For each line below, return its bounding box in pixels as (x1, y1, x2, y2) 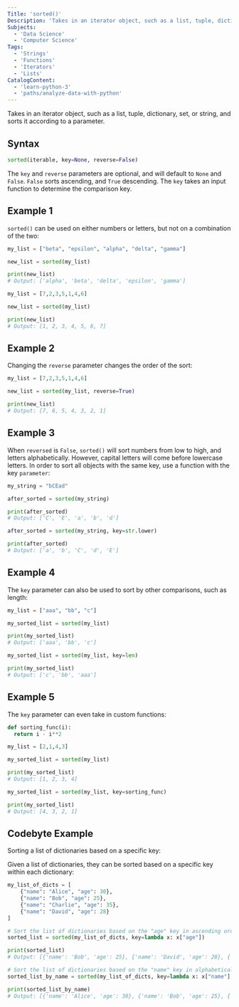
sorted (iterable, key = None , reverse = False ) (7, 156, 139, 164)
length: (7, 593, 28, 601)
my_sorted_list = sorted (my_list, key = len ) (7, 652, 139, 659)
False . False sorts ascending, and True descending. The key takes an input (7, 176, 226, 185)
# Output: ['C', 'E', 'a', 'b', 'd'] (7, 515, 119, 522)
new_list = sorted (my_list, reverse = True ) (7, 388, 135, 395)
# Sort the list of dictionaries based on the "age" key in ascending (7, 927, 221, 934)
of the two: (7, 231, 39, 240)
